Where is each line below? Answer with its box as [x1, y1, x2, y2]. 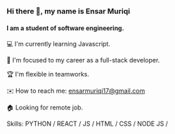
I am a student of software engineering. [6, 24, 124, 32]
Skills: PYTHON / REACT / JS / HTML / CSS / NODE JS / [6, 119, 168, 128]
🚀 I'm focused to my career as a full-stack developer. [6, 56, 160, 65]
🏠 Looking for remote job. [6, 103, 84, 112]
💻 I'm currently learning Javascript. [6, 40, 110, 48]
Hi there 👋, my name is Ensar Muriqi [6, 6, 131, 16]
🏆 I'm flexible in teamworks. [6, 70, 89, 79]
